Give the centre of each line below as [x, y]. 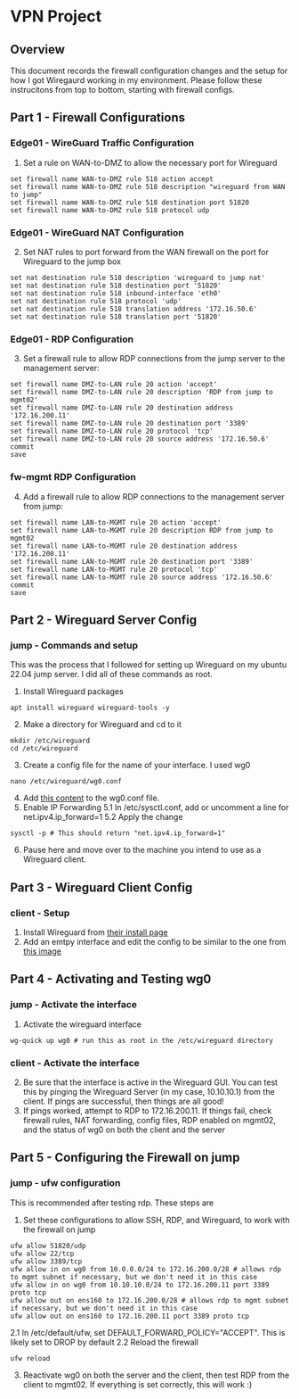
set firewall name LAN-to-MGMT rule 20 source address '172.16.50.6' [142, 577]
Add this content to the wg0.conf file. [91, 798]
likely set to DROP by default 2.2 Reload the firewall [105, 1342]
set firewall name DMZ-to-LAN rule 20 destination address [122, 408]
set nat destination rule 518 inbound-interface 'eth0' [116, 293]
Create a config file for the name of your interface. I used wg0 [137, 766]
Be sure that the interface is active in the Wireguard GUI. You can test [150, 1082]
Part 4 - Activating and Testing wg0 [111, 979]
